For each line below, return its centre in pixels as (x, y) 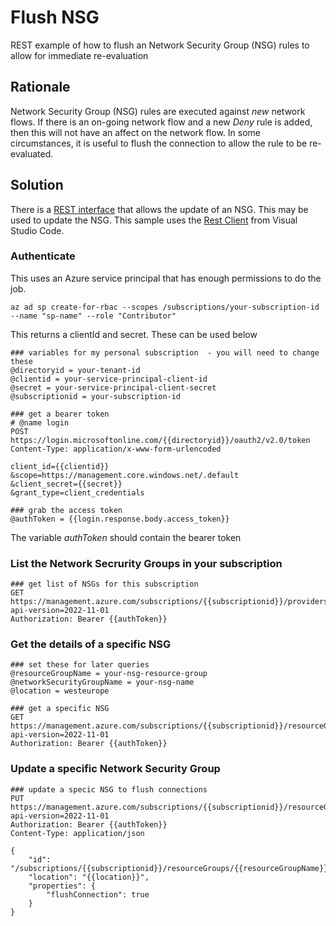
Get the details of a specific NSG (91, 644)
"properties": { (62, 886)
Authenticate (43, 256)
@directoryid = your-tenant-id (75, 370)
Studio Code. (37, 230)
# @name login (40, 422)
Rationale (40, 87)
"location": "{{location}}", (89, 877)
